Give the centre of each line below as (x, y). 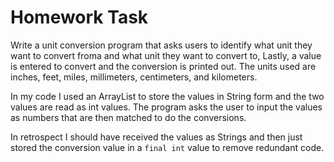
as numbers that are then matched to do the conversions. (128, 117)
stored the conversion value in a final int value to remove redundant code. (167, 147)
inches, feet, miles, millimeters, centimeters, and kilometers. (134, 77)
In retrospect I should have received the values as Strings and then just (156, 137)
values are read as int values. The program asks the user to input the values (166, 107)
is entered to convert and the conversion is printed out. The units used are (163, 66)
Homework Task (79, 17)
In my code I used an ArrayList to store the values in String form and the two (167, 96)
